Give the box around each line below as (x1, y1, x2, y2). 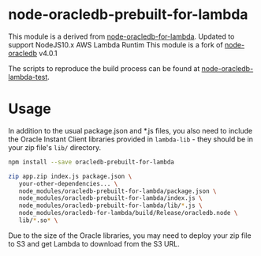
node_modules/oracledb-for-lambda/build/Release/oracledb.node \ (18, 209, 238, 217)
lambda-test (8, 72, 48, 81)
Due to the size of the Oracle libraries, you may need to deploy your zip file (8, 231, 252, 240)
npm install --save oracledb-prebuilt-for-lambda (8, 158, 175, 166)
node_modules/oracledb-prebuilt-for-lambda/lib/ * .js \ (18, 201, 203, 210)
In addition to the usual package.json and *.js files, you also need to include (8, 126, 253, 135)
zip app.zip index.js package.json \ (8, 172, 132, 180)
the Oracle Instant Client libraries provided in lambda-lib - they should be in (8, 134, 254, 144)
